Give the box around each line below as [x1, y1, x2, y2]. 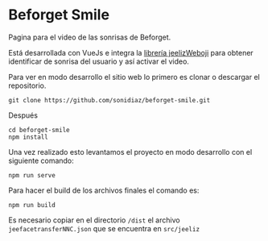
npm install [8, 133, 48, 141]
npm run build [8, 201, 56, 209]
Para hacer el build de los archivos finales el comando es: [8, 185, 200, 195]
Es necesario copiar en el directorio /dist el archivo [8, 215, 180, 225]
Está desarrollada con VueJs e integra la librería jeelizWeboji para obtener [8, 48, 254, 57]
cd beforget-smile [8, 126, 70, 134]
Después [8, 110, 39, 120]
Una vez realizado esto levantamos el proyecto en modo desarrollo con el [8, 147, 253, 156]
